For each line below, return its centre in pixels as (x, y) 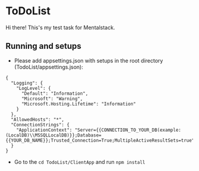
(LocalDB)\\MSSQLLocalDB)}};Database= (53, 135)
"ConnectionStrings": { (40, 125)
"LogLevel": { (34, 88)
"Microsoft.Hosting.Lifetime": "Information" (78, 104)
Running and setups (43, 46)
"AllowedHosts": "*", (38, 119)
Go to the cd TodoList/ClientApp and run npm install (80, 161)
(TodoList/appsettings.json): (49, 67)
